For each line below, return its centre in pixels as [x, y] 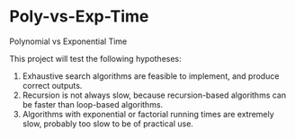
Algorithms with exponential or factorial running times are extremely [148, 114]
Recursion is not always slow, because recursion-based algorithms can [154, 95]
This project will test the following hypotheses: [95, 58]
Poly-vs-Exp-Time [79, 17]
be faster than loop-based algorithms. [93, 104]
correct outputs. [52, 85]
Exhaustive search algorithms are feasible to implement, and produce [151, 76]
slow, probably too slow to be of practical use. [107, 124]
